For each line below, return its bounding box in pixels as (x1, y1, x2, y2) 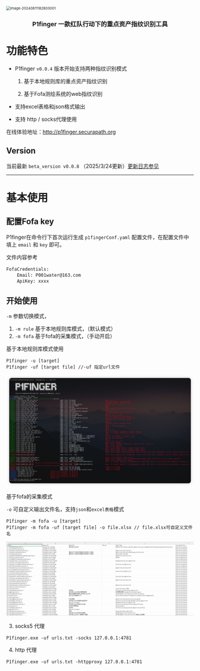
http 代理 (14, 647, 37, 654)
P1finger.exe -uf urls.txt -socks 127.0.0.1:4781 (6, 635, 132, 641)
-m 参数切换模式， (6, 313, 50, 320)
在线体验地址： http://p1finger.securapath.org (6, 128, 116, 135)
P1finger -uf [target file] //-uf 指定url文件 (6, 364, 120, 370)
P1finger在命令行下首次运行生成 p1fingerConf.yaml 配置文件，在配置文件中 (6, 233, 189, 241)
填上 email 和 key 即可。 (6, 241, 65, 248)
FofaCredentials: (6, 266, 49, 272)
